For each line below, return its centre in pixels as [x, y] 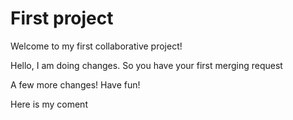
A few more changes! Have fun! [75, 84]
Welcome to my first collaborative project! [96, 46]
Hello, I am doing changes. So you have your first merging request [146, 65]
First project [62, 18]
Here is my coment [49, 104]
